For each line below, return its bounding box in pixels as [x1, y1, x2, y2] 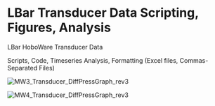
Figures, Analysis [7, 20, 111, 36]
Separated [7, 63, 38, 72]
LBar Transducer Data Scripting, [7, 5, 199, 21]
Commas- [179, 56, 209, 64]
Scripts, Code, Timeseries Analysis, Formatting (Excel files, [7, 56, 178, 64]
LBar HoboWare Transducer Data [7, 43, 103, 51]
